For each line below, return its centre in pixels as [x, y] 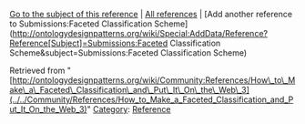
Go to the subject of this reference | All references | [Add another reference [151, 14]
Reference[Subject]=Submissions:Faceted [89, 43]
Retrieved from [37, 70]
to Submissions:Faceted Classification [81, 24]
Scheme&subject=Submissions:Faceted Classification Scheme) [128, 53]
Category [110, 109]
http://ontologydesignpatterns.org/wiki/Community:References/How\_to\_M [154, 80]
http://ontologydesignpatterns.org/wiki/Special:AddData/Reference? [140, 33]
